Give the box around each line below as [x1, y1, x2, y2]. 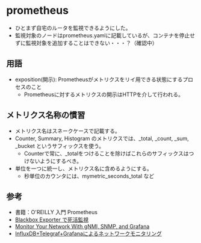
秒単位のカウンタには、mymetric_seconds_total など [23, 172, 155, 179]
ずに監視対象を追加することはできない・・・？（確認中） [14, 39, 158, 46]
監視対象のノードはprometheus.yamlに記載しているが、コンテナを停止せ [14, 31, 196, 39]
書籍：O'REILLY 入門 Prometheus [14, 209, 98, 216]
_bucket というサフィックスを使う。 [14, 142, 105, 149]
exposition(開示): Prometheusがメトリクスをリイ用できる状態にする [14, 76, 183, 83]
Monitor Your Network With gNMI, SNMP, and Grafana [14, 223, 150, 230]
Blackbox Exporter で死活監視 [14, 216, 89, 223]
